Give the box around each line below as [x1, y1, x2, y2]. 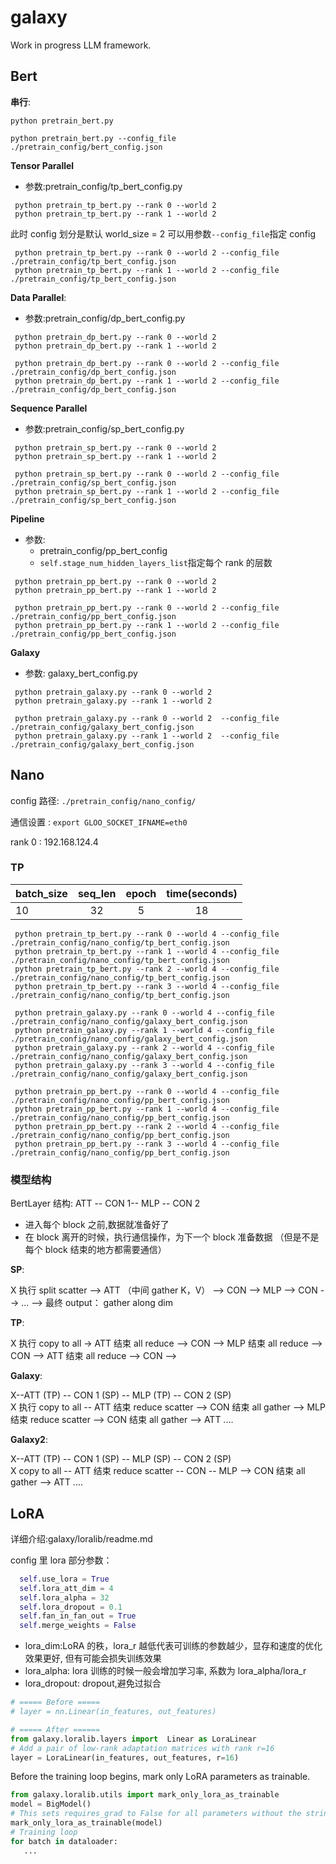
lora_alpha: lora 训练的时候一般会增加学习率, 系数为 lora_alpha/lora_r [24, 1665, 307, 1677]
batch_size [15, 886, 68, 900]
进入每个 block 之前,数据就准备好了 [24, 1219, 170, 1231]
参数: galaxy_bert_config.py [24, 667, 138, 679]
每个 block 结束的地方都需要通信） [24, 1244, 167, 1256]
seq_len [77, 886, 117, 900]
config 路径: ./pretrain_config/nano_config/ [10, 794, 197, 806]
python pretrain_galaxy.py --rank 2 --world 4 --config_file [14, 1042, 275, 1053]
